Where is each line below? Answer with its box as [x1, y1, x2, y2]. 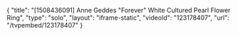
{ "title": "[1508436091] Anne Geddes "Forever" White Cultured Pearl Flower [6, 6, 231, 14]
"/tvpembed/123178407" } [6, 21, 83, 29]
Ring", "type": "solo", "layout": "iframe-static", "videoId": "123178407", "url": [6, 13, 229, 22]
